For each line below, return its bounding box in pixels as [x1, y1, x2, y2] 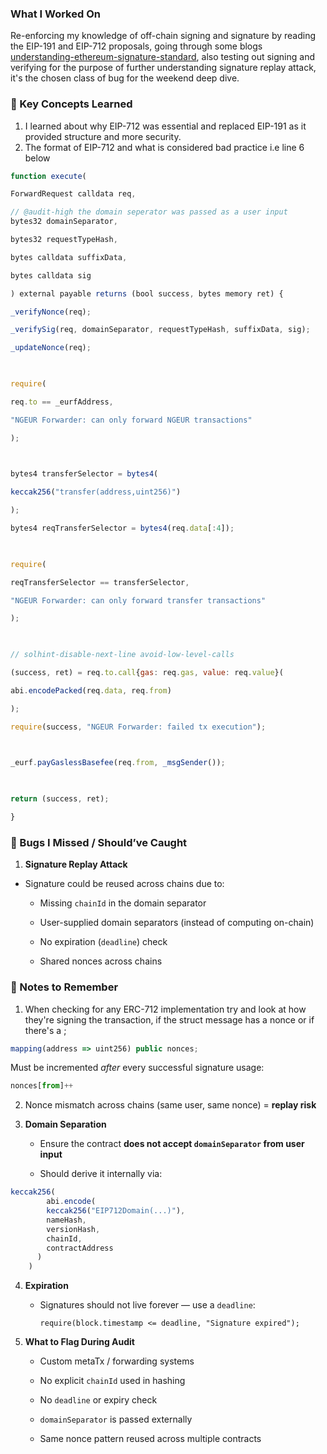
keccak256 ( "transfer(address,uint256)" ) [10, 487, 182, 497]
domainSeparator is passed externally [39, 1413, 193, 1426]
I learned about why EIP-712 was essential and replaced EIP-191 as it [24, 120, 307, 132]
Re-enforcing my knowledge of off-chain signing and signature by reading [10, 30, 317, 42]
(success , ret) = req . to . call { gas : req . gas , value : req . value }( [10, 668, 284, 678]
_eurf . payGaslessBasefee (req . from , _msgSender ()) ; [10, 758, 226, 768]
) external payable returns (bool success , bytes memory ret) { [10, 288, 284, 299]
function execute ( [10, 171, 87, 181]
